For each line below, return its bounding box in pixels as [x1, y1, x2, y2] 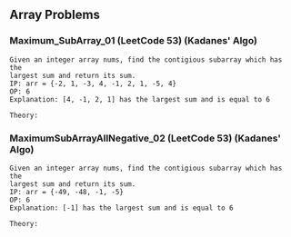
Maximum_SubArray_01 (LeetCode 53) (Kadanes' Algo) [9, 35, 257, 47]
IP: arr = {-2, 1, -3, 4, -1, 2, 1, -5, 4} [9, 79, 177, 88]
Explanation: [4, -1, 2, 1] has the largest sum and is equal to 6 [9, 94, 271, 104]
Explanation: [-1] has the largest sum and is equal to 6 [9, 203, 234, 212]
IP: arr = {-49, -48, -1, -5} [9, 187, 125, 196]
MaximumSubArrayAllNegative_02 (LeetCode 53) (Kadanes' [9, 132, 282, 144]
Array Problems [9, 7, 100, 23]
